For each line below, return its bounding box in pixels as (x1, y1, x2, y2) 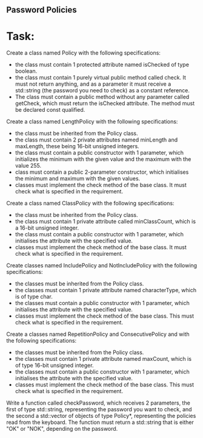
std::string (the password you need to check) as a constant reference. (15, 87, 190, 94)
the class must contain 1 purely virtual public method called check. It (15, 74, 187, 81)
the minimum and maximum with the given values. (15, 175, 141, 182)
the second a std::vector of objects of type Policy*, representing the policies (6, 412, 196, 420)
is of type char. (15, 293, 53, 300)
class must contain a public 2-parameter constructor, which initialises (15, 168, 189, 176)
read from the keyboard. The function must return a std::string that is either (6, 419, 194, 426)
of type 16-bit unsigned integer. (15, 361, 94, 369)
